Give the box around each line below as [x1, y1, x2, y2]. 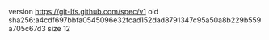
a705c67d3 [8, 24, 46, 33]
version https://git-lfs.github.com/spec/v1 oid [8, 7, 159, 16]
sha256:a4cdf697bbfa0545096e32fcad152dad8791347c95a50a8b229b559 [8, 15, 262, 25]
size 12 [47, 24, 71, 33]
